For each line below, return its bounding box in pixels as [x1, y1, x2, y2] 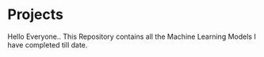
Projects [7, 6, 64, 24]
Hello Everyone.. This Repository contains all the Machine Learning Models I [7, 32, 257, 41]
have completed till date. [7, 40, 88, 49]
